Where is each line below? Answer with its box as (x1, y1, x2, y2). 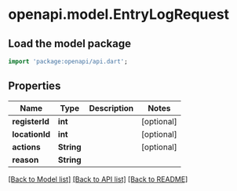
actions (12, 141, 41, 152)
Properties (8, 79, 61, 93)
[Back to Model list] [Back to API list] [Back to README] (8, 174, 188, 184)
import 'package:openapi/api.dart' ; (8, 57, 128, 65)
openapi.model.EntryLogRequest (8, 6, 230, 24)
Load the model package (8, 37, 132, 50)
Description (89, 102, 134, 113)
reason (12, 154, 39, 165)
